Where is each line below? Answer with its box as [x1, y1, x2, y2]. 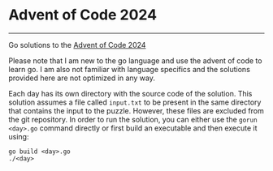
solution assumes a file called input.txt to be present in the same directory [8, 97, 262, 107]
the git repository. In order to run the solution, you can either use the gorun [8, 114, 258, 124]
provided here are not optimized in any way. [8, 73, 156, 83]
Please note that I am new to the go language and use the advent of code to [8, 55, 262, 66]
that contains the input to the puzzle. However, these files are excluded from [8, 105, 264, 115]
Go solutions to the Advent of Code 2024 [8, 40, 146, 49]
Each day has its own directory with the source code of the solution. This [8, 88, 253, 98]
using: [8, 131, 29, 141]
